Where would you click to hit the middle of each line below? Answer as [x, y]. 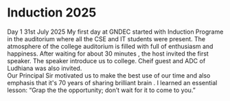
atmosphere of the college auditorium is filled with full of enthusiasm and [110, 46]
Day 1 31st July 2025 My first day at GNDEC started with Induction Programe [115, 32]
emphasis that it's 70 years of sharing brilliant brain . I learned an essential [112, 82]
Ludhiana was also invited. [45, 68]
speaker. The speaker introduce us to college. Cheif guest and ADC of [106, 60]
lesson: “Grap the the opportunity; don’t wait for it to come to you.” [101, 90]
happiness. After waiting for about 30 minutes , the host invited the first [108, 54]
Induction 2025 [52, 13]
